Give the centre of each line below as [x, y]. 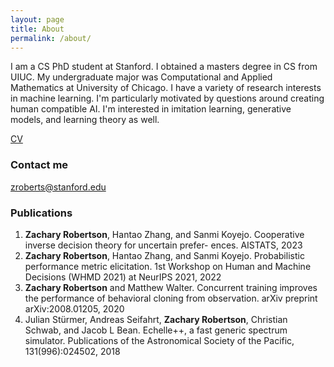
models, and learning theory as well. [85, 120]
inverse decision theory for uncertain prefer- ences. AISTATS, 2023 [163, 245]
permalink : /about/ [51, 38]
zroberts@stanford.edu [58, 187]
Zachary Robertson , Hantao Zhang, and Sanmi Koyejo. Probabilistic [164, 255]
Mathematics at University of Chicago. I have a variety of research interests [166, 88]
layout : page [37, 19]
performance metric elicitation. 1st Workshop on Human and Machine [168, 266]
